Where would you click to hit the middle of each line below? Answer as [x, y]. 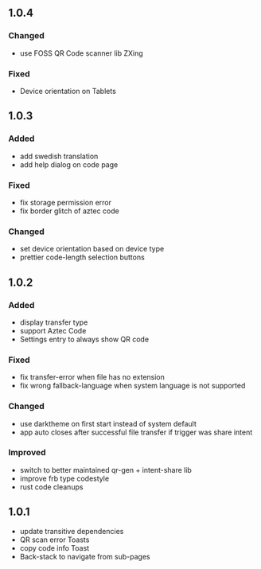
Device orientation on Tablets [68, 91]
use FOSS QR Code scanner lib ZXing [81, 53]
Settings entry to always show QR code [84, 339]
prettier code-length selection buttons [82, 257]
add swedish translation [59, 156]
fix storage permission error [65, 202]
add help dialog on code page [69, 164]
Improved [27, 453]
